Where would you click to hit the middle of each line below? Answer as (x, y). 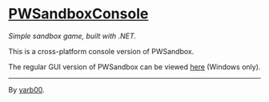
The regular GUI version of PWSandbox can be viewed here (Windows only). (134, 67)
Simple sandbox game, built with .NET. (72, 36)
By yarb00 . (27, 89)
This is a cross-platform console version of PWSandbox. (101, 51)
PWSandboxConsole (78, 14)
